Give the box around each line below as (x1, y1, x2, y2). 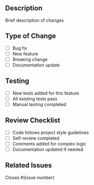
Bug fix (12, 45, 27, 51)
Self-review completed (12, 135, 59, 141)
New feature (12, 50, 38, 56)
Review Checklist (5, 116, 60, 124)
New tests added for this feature (12, 90, 79, 96)
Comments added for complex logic (12, 140, 86, 146)
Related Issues (5, 161, 52, 169)
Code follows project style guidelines (12, 129, 89, 135)
